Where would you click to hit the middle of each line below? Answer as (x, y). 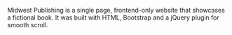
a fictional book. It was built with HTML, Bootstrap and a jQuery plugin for (113, 17)
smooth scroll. (28, 25)
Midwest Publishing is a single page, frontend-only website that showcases (116, 10)
